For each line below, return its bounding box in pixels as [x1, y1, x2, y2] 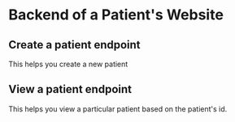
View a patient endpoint [8, 82, 133, 96]
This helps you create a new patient [8, 59, 128, 69]
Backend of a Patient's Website [8, 6, 224, 24]
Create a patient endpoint [8, 38, 141, 52]
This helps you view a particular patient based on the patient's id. [8, 103, 228, 114]
